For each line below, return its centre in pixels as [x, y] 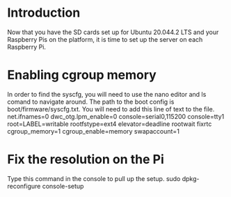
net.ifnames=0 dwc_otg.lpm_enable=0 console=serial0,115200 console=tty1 [116, 116]
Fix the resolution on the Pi [86, 160]
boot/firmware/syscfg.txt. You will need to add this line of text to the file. [111, 109]
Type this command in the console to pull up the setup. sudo [94, 178]
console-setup [63, 186]
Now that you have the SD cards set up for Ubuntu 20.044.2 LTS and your [113, 32]
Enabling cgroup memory [82, 75]
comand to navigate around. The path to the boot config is [91, 102]
